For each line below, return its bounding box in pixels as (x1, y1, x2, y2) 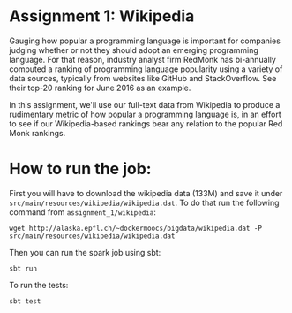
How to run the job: (9, 159, 152, 179)
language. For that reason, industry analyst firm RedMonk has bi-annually (9, 54, 276, 65)
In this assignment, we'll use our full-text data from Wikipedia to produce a (9, 99, 281, 110)
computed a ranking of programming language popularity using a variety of (9, 64, 283, 74)
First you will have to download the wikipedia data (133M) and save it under (9, 187, 283, 198)
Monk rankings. (9, 127, 66, 138)
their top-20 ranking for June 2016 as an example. (9, 82, 191, 93)
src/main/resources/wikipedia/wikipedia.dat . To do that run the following (9, 197, 280, 208)
